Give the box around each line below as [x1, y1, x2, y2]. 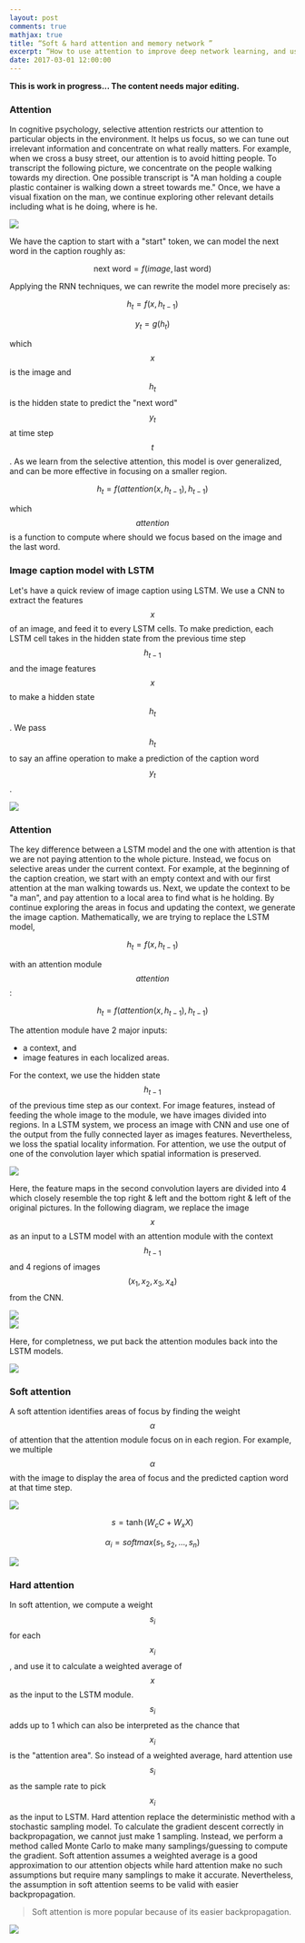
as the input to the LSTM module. [9, 1689, 134, 1700]
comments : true [9, 22, 67, 31]
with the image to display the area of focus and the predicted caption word [9, 1472, 289, 1483]
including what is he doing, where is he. [9, 201, 158, 212]
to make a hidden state [9, 692, 95, 703]
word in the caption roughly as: [9, 246, 125, 257]
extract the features [9, 594, 84, 605]
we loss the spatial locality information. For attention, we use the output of [9, 1138, 287, 1149]
